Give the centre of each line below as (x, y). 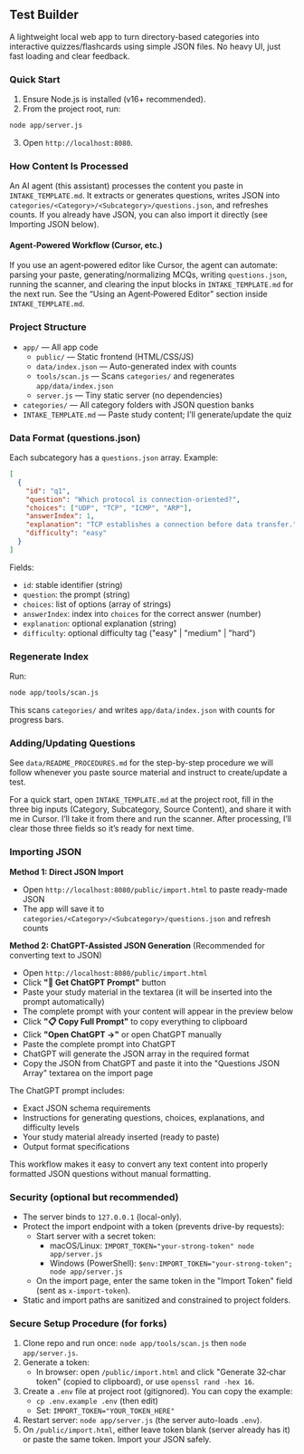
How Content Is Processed (69, 166)
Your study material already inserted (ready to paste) (121, 1137)
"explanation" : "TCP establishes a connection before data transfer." (161, 525)
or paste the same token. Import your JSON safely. (117, 1440)
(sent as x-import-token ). (83, 1290)
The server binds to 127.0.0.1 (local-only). (102, 1217)
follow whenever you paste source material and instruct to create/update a (148, 773)
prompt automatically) (64, 1001)
